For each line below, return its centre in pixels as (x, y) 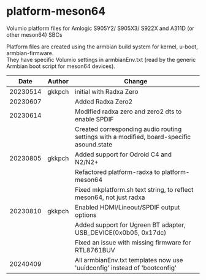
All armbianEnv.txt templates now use (129, 260)
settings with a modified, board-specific (133, 137)
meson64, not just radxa (110, 197)
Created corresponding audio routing (128, 129)
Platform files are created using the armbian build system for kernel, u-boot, (102, 47)
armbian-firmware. (30, 53)
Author (58, 81)
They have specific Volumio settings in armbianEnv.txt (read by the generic (101, 59)
